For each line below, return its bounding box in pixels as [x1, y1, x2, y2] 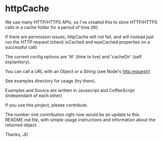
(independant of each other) [5, 93, 62, 98]
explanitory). [5, 59, 31, 65]
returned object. [5, 122, 38, 128]
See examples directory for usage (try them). [5, 78, 96, 84]
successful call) [5, 44, 37, 50]
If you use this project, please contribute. [5, 102, 88, 108]
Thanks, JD [5, 131, 28, 137]
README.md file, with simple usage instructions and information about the [5, 117, 156, 122]
